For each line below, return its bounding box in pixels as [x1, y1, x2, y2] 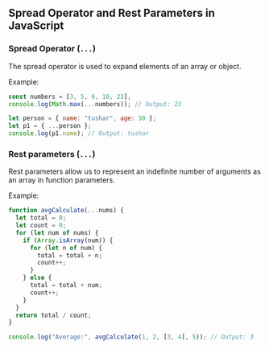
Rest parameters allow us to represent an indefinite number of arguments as [8, 166, 262, 176]
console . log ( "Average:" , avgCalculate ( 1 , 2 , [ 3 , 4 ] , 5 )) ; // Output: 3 [8, 333, 255, 341]
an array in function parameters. [8, 175, 115, 185]
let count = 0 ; [15, 221, 67, 230]
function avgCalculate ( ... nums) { [8, 207, 125, 215]
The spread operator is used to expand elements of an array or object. [8, 61, 242, 71]
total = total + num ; [29, 281, 103, 289]
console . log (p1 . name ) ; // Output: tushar [8, 129, 150, 138]
